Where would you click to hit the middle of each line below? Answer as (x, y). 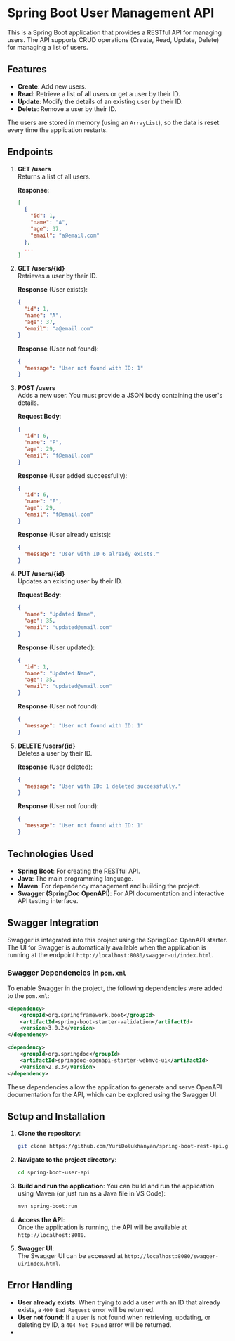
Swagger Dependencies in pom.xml (67, 973)
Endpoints (30, 152)
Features (27, 69)
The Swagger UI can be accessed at (70, 1256)
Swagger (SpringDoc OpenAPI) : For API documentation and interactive (121, 893)
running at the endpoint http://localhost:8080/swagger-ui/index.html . (110, 954)
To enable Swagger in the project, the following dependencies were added (115, 988)
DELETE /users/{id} (46, 746)
